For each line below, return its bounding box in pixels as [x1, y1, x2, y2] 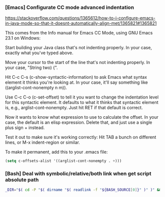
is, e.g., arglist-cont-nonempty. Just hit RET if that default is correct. [5, 105, 143, 111]
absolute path [5, 176, 39, 183]
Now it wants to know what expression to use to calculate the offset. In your [5, 114, 159, 120]
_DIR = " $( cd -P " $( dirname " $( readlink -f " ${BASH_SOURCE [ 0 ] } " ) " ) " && [5, 188, 162, 193]
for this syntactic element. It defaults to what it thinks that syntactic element [5, 99, 159, 105]
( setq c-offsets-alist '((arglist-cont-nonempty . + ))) [5, 159, 122, 164]
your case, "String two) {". [5, 65, 58, 70]
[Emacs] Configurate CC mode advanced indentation [5, 4, 134, 11]
